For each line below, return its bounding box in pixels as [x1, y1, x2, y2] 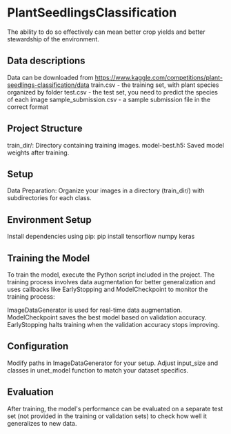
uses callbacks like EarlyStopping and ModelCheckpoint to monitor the [7, 285, 208, 293]
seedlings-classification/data [7, 81, 90, 89]
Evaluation [7, 386, 54, 398]
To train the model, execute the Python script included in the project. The [7, 270, 215, 279]
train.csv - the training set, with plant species [90, 81, 219, 89]
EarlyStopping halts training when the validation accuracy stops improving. [7, 321, 220, 328]
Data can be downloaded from [7, 73, 94, 81]
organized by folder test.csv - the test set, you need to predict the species [7, 88, 219, 96]
